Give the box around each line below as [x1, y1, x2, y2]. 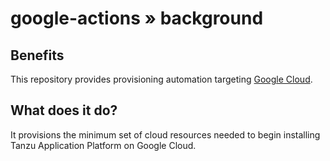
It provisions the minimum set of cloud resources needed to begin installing [10, 128, 321, 141]
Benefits [10, 47, 65, 64]
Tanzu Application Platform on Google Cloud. [10, 139, 197, 151]
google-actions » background [10, 7, 264, 30]
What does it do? [10, 102, 118, 119]
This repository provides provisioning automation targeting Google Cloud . [10, 73, 313, 85]
